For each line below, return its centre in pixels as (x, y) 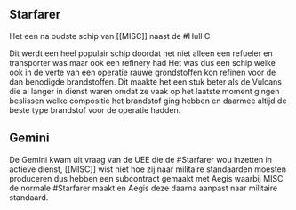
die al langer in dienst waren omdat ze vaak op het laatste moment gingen (144, 91)
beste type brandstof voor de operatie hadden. (95, 109)
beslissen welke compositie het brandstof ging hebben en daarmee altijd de (148, 101)
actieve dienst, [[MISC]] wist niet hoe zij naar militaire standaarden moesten (148, 169)
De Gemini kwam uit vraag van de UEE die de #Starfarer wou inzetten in (141, 159)
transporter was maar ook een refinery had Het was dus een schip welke (142, 62)
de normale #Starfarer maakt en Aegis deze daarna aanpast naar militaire (144, 188)
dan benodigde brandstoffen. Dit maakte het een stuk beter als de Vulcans (146, 81)
